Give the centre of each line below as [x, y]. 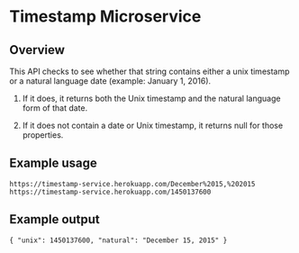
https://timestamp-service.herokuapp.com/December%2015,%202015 [132, 184]
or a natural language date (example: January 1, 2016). [110, 81]
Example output [55, 219]
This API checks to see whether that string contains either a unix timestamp [149, 71]
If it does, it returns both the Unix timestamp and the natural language [151, 98]
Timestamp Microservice [105, 17]
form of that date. [55, 108]
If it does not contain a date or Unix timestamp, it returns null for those [153, 125]
